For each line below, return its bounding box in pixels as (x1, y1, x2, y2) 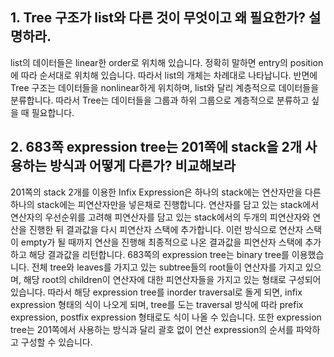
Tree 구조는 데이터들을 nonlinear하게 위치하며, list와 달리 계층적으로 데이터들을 (10, 81, 320, 93)
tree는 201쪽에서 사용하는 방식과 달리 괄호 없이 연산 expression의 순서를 (10, 323, 294, 335)
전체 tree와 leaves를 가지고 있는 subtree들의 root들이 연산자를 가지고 (31, 261, 303, 273)
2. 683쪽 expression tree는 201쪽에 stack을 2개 (10, 139, 303, 156)
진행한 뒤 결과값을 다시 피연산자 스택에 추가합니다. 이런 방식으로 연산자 (28, 223, 304, 235)
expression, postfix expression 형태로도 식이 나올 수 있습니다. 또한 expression (10, 311, 322, 323)
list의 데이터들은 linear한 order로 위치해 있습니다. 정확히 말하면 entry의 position (10, 56, 324, 68)
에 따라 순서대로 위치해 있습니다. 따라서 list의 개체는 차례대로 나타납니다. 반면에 (10, 69, 318, 81)
